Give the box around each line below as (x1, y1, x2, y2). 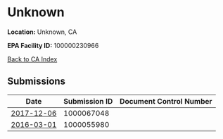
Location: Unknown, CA (7, 28, 77, 36)
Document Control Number (119, 96, 212, 106)
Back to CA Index (7, 54, 58, 64)
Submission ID (63, 96, 113, 106)
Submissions (7, 75, 65, 87)
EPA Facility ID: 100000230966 (7, 41, 99, 49)
